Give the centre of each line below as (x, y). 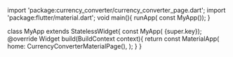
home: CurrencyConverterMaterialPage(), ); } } (75, 46)
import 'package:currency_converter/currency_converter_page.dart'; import (116, 10)
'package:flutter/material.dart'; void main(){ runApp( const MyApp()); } (109, 18)
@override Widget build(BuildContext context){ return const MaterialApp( (113, 39)
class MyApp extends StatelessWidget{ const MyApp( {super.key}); (105, 31)
